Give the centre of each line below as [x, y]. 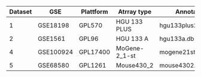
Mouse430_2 [135, 65]
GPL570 [91, 25]
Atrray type [135, 12]
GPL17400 [95, 52]
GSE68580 [54, 65]
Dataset [21, 12]
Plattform [95, 12]
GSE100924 [56, 52]
